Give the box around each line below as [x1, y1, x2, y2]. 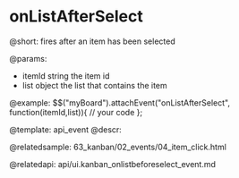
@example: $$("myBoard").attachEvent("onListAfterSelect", [9, 97, 231, 108]
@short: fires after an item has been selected [9, 36, 176, 47]
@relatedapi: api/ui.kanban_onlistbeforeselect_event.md [9, 158, 217, 169]
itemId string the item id [21, 70, 110, 81]
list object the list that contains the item [21, 80, 167, 90]
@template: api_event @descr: [9, 123, 123, 135]
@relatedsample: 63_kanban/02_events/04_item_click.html [9, 141, 226, 152]
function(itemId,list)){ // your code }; [9, 106, 143, 117]
